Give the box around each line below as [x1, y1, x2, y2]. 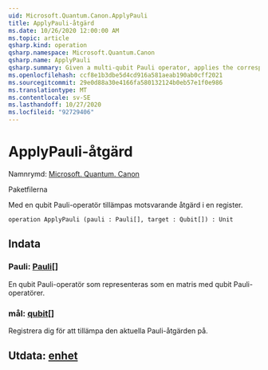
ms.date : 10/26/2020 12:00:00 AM [8, 26, 120, 34]
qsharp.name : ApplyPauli [8, 57, 91, 65]
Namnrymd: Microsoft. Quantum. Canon [8, 169, 140, 178]
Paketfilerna [8, 185, 48, 194]
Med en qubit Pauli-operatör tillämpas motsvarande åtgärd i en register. [8, 200, 243, 209]
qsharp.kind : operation [8, 42, 88, 50]
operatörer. [8, 288, 45, 297]
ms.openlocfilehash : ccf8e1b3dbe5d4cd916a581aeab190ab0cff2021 [8, 71, 223, 79]
